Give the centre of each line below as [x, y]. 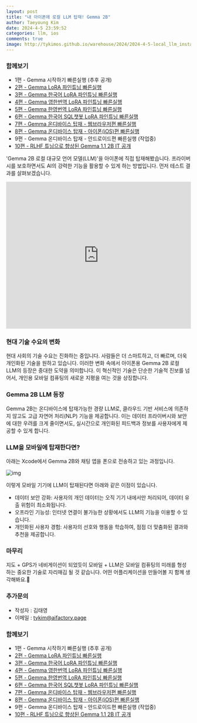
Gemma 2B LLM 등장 [35, 394]
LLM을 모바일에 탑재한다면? [43, 447]
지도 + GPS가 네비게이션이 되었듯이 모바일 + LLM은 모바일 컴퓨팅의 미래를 [91, 565]
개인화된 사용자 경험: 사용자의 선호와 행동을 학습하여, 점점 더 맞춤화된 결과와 [101, 527]
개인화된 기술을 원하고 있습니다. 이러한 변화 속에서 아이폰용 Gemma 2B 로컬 [93, 363]
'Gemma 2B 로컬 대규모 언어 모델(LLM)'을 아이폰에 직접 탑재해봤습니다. [88, 159]
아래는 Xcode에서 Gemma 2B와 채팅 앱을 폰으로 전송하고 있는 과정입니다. [90, 461]
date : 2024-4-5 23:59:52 [36, 28]
